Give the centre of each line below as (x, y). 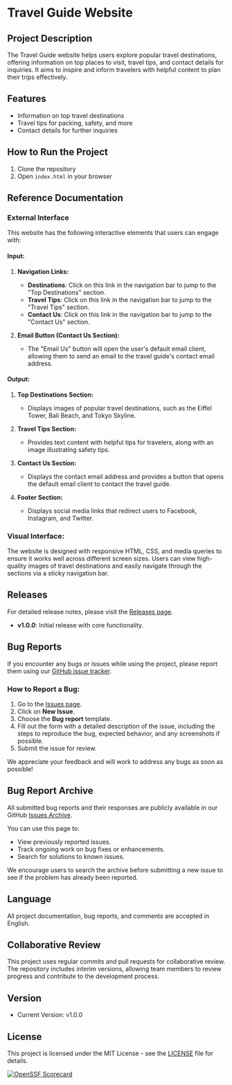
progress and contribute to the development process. (83, 976)
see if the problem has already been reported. (73, 877)
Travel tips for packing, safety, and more (75, 123)
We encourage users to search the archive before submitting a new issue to (115, 870)
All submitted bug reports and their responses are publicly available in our (113, 807)
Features (27, 99)
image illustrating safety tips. (69, 449)
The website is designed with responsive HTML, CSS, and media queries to (115, 551)
